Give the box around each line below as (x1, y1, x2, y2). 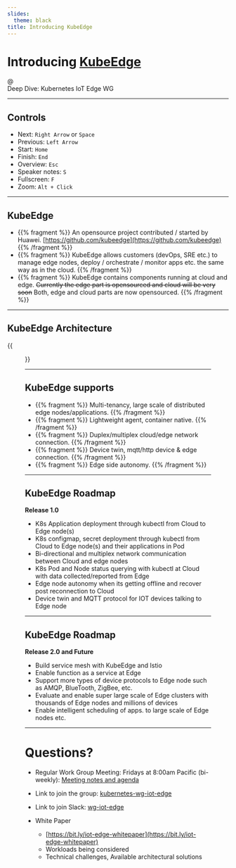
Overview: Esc (17, 160, 58, 169)
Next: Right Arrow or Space (17, 130, 95, 139)
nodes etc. (34, 714, 67, 722)
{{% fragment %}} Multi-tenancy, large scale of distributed (34, 401, 206, 409)
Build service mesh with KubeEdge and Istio (34, 661, 163, 669)
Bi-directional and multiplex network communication (34, 550, 187, 558)
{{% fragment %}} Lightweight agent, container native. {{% (34, 415, 207, 424)
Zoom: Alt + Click (17, 182, 73, 191)
